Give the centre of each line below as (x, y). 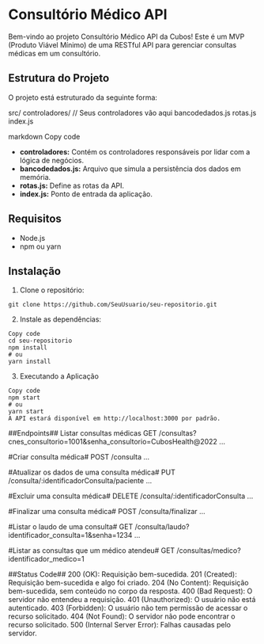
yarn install (30, 362)
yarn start (26, 412)
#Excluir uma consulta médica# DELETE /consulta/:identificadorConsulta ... (131, 496)
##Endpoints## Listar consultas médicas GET (83, 433)
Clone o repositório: (52, 290)
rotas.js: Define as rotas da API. (72, 185)
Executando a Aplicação (59, 376)
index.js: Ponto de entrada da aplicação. (86, 194)
